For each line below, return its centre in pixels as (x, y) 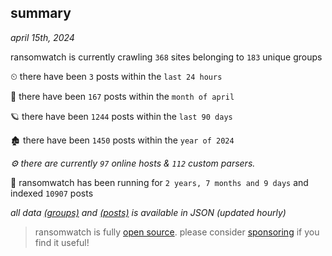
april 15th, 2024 (42, 37)
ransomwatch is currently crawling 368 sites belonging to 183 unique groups (166, 57)
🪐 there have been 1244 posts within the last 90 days (121, 116)
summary (41, 13)
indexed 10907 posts (52, 193)
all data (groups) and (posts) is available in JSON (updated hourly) (148, 212)
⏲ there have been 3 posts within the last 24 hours (116, 76)
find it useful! (62, 242)
